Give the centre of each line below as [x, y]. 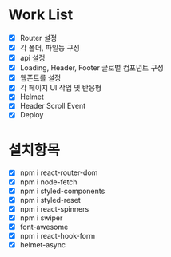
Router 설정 [38, 38]
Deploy [32, 115]
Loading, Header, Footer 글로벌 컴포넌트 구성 [91, 68]
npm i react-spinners [54, 208]
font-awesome [44, 227]
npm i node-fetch [48, 182]
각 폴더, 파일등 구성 [50, 48]
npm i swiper [41, 218]
